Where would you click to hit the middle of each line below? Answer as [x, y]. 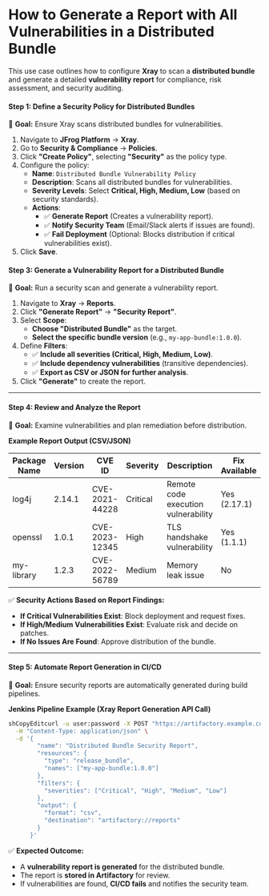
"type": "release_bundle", [89, 761]
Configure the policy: [54, 165]
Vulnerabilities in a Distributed [111, 32]
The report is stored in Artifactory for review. [95, 875]
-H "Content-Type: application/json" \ [82, 731]
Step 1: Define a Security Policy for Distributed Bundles [102, 106]
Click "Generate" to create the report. [83, 381]
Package [29, 460]
